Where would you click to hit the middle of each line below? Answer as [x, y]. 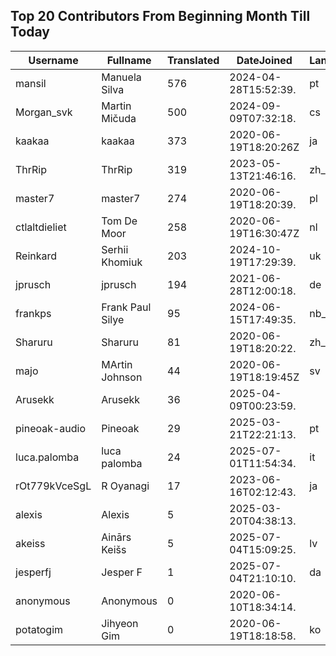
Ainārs [116, 537]
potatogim [39, 629]
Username [53, 60]
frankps [33, 313]
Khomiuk [122, 262]
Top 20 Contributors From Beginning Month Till [160, 16]
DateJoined [264, 60]
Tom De [119, 221]
